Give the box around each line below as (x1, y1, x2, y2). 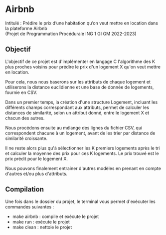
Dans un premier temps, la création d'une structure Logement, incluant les (5, 99, 158, 105)
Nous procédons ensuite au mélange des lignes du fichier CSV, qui (5, 124, 143, 130)
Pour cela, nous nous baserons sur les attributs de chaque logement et (5, 78, 151, 84)
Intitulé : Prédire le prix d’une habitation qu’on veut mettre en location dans (5, 20, 159, 26)
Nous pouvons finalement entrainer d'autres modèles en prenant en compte (5, 165, 161, 171)
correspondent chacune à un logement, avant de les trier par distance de (5, 130, 156, 136)
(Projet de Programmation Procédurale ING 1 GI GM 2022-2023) (5, 30, 137, 36)
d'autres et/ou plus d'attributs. (5, 170, 68, 176)
